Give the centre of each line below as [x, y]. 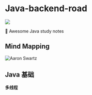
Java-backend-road [46, 9]
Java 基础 [20, 75]
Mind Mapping [27, 47]
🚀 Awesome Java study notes [34, 31]
